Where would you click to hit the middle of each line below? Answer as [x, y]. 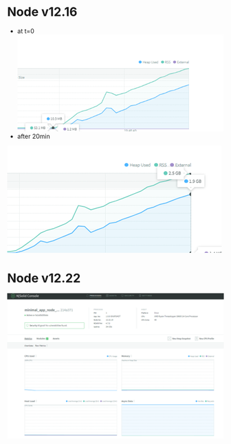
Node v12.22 [44, 278]
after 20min [33, 136]
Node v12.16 [42, 12]
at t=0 [25, 31]
